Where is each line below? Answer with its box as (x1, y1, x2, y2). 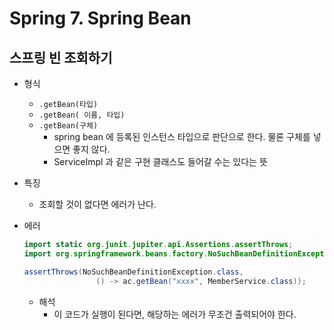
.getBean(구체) (38, 121, 99, 131)
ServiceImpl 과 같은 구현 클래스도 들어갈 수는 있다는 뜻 (53, 156, 268, 167)
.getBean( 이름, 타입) (38, 110, 126, 120)
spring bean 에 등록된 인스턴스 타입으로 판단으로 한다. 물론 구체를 (53, 131, 311, 142)
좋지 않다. (72, 143, 111, 155)
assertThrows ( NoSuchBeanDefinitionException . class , (23, 267, 244, 277)
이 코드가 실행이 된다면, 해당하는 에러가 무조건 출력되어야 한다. (53, 308, 297, 320)
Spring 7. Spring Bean (9, 7, 192, 30)
